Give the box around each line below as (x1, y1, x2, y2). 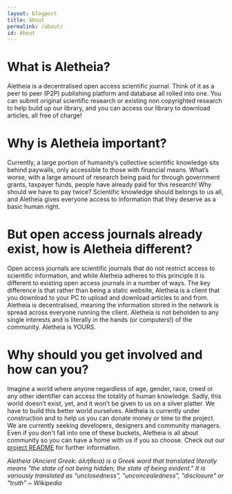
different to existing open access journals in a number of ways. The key (7, 279, 211, 287)
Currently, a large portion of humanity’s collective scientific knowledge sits (7, 158, 220, 167)
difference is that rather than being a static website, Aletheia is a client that (7, 286, 220, 294)
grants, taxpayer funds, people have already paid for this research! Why (7, 180, 212, 189)
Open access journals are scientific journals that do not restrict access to (7, 264, 215, 273)
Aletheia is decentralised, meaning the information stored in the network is (7, 301, 219, 310)
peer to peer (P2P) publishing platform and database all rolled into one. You (7, 89, 222, 97)
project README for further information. (7, 444, 121, 451)
